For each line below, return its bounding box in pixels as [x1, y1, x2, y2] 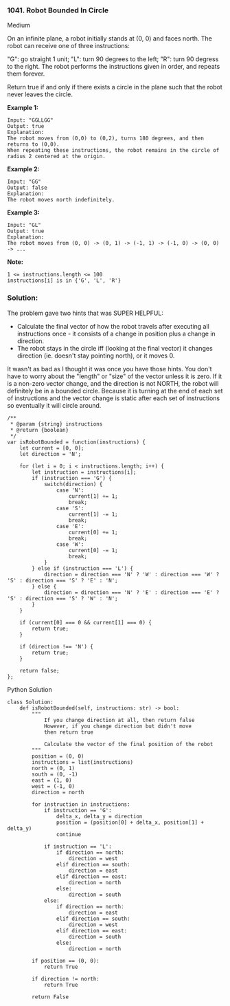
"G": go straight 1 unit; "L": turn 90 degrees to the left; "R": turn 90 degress [7, 55, 219, 63]
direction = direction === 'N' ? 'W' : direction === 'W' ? [43, 571, 220, 578]
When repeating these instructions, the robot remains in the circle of [7, 147, 220, 154]
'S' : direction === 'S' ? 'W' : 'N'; [7, 595, 118, 602]
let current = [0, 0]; [19, 444, 84, 452]
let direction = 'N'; [19, 450, 81, 457]
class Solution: [7, 699, 54, 706]
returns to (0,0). [7, 141, 60, 148]
